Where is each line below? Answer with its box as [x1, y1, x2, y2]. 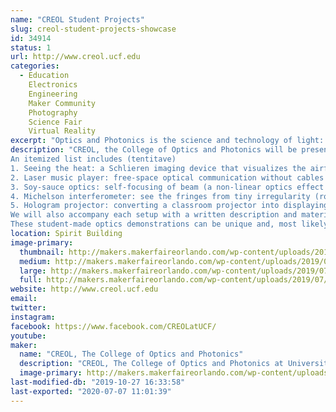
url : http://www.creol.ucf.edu [10, 52, 141, 62]
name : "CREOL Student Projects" [10, 14, 145, 25]
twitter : [10, 303, 47, 313]
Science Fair [28, 117, 83, 127]
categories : [10, 61, 60, 71]
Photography [28, 107, 78, 118]
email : [10, 294, 38, 304]
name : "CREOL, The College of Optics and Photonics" [19, 349, 244, 360]
